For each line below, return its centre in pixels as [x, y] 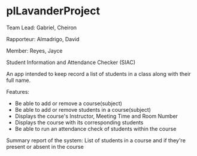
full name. [19, 80]
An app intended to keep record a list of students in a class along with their [99, 74]
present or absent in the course [45, 146]
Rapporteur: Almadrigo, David [43, 39]
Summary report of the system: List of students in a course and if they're [96, 140]
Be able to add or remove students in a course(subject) [83, 109]
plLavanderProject [53, 11]
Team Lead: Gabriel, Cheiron [41, 27]
